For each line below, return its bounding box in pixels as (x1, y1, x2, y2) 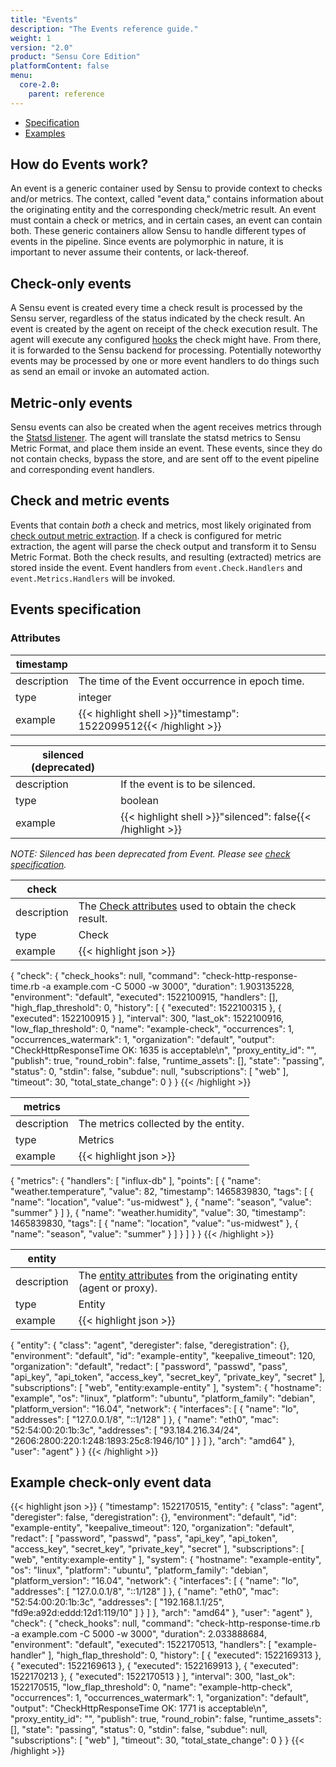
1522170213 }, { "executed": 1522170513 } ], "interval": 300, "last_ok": (10, 1671, 295, 1683)
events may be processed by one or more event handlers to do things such (10, 355, 320, 367)
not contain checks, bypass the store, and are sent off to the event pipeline (10, 453, 320, 465)
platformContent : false (10, 61, 110, 71)
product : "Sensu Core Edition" (10, 52, 141, 62)
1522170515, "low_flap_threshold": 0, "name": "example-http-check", (10, 1681, 293, 1693)
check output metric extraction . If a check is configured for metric (10, 529, 282, 541)
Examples (24, 127, 66, 139)
